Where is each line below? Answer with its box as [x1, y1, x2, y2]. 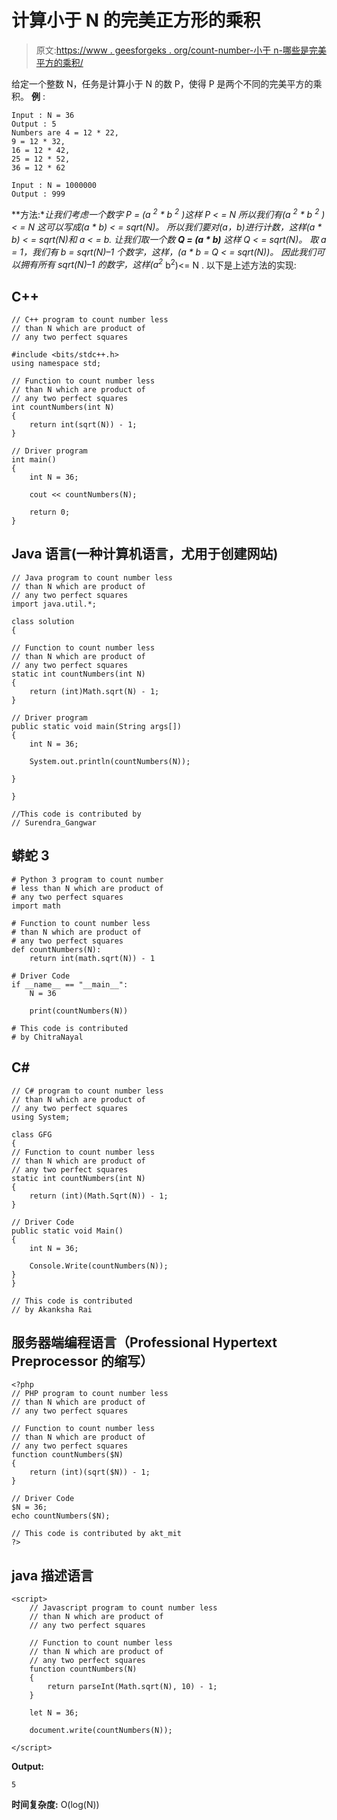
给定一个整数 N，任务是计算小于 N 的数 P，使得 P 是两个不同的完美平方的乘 [11, 77, 323, 90]
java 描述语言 [11, 1567, 94, 1584]
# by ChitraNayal [11, 1032, 84, 1042]
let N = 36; [29, 1708, 79, 1718]
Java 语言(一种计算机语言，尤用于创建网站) [11, 546, 279, 563]
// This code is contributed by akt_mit [11, 1529, 183, 1539]
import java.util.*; [11, 599, 98, 609]
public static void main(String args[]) [11, 721, 183, 731]
